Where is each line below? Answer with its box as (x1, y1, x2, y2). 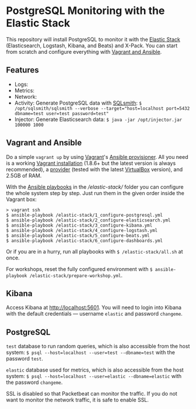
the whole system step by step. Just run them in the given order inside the (6, 189, 185, 196)
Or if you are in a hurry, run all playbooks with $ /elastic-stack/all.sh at (6, 248, 183, 255)
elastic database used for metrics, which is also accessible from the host (6, 366, 184, 373)
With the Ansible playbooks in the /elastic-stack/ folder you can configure (6, 183, 184, 190)
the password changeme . (6, 379, 63, 386)
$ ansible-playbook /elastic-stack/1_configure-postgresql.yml (6, 212, 163, 218)
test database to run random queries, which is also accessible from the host (6, 343, 190, 350)
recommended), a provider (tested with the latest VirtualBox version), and (6, 165, 183, 173)
